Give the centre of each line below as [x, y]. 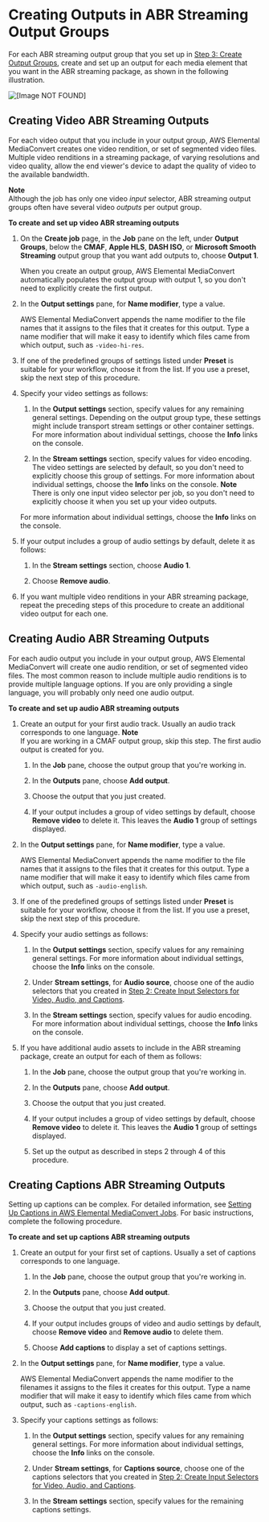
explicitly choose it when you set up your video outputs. [124, 501]
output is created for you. [62, 749]
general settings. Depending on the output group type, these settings [146, 417]
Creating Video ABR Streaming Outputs [109, 121]
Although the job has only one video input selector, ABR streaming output [130, 198]
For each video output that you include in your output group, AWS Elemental [134, 140]
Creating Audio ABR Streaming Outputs [109, 639]
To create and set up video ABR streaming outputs [94, 222]
